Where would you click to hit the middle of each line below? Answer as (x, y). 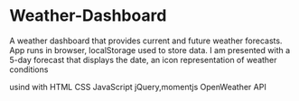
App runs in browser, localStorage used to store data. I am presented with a (150, 50)
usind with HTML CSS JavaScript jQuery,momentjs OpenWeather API (138, 87)
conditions (29, 69)
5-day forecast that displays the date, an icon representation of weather (143, 60)
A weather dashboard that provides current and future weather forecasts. (146, 41)
